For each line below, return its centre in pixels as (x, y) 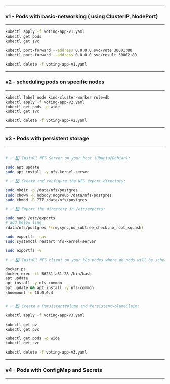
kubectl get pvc (22, 329)
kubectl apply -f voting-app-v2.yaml (45, 102)
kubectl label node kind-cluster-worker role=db (57, 97)
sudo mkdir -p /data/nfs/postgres (42, 190)
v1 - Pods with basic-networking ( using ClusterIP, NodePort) (82, 16)
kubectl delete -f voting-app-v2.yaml (46, 121)
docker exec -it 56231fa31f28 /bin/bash (49, 274)
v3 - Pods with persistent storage (47, 139)
